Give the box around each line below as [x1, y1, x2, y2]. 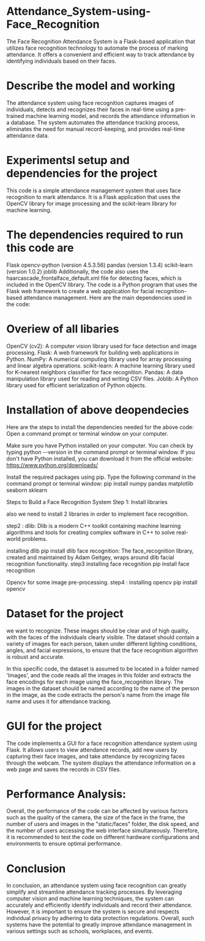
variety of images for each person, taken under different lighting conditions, [6, 640, 198, 647]
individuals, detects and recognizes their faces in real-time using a [6, 106, 174, 113]
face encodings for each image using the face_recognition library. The [6, 678, 184, 685]
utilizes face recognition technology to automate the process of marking [6, 44, 188, 52]
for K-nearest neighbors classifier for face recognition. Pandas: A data [6, 368, 184, 376]
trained [6, 112, 24, 119]
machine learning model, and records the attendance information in [25, 112, 196, 119]
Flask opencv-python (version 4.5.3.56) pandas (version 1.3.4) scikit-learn [6, 261, 193, 269]
